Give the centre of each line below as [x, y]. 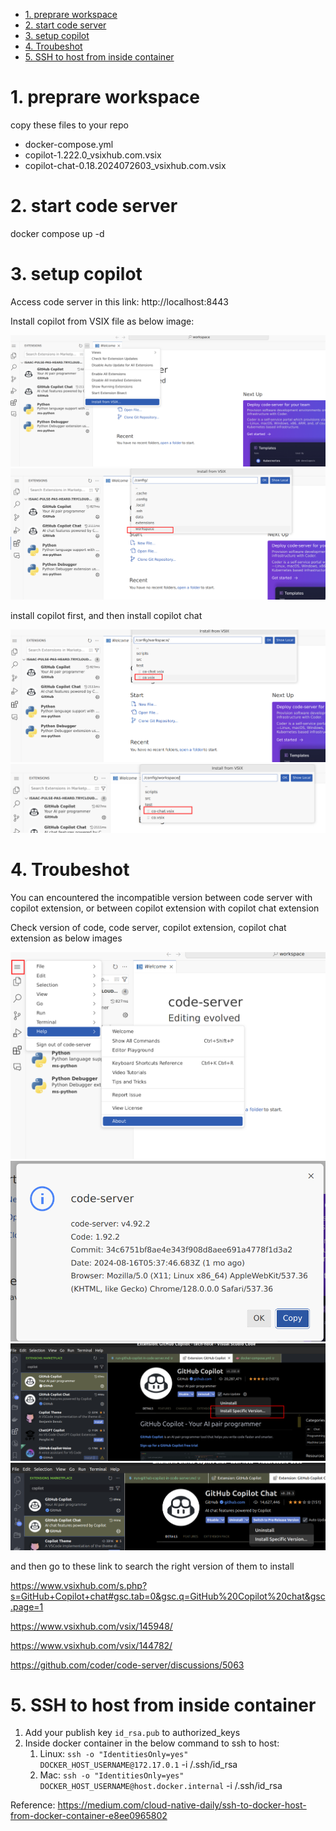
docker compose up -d [57, 233]
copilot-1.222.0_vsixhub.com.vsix [93, 155]
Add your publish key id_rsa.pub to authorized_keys [132, 1733]
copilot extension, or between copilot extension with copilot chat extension [165, 908]
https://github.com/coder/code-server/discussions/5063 [127, 1665]
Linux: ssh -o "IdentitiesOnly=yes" [114, 1754]
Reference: [33, 1805]
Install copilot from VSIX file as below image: [102, 321]
